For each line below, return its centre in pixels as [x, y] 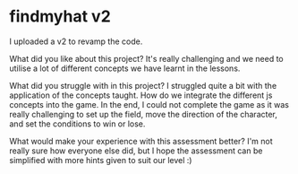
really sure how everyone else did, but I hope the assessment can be [136, 151]
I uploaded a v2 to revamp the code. [76, 41]
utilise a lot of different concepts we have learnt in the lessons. [125, 68]
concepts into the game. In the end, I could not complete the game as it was [149, 104]
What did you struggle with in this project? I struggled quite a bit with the [143, 85]
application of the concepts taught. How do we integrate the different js [141, 95]
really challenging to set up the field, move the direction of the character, [143, 114]
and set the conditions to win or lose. [77, 124]
